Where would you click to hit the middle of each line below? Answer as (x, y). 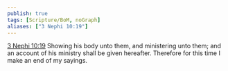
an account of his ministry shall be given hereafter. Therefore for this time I (114, 53)
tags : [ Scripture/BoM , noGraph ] (54, 20)
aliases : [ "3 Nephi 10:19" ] (48, 26)
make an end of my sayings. (47, 61)
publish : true (28, 13)
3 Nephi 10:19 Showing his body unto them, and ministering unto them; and (114, 46)
